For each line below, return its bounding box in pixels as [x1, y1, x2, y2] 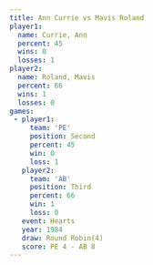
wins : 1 [17, 89, 47, 98]
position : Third [29, 183, 92, 192]
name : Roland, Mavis [17, 73, 96, 82]
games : [9, 107, 35, 116]
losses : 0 [17, 97, 55, 107]
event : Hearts [21, 216, 76, 226]
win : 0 [29, 148, 55, 158]
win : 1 [29, 199, 55, 209]
